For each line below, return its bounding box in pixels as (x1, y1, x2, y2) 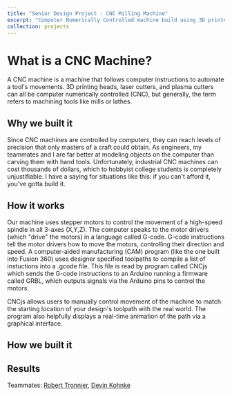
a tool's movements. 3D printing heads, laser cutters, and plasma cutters (7, 83, 214, 91)
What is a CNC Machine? (7, 52, 153, 68)
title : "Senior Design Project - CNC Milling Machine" (7, 10, 168, 17)
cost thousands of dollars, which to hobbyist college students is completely (7, 165, 222, 173)
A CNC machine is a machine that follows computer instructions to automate (7, 75, 224, 83)
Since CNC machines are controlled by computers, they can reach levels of (7, 136, 221, 144)
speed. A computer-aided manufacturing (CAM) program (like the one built (7, 247, 220, 255)
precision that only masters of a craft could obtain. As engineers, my (7, 143, 202, 152)
